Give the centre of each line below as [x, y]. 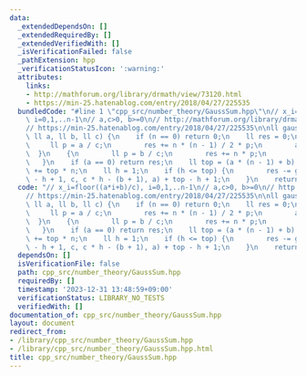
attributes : [41, 78]
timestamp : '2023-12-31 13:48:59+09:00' [95, 289]
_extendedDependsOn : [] [62, 26]
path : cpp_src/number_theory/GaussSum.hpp [99, 273]
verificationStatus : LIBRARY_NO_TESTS [92, 298]
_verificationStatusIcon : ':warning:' [92, 69]
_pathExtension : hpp [56, 60]
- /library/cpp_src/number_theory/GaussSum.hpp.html [112, 349]
